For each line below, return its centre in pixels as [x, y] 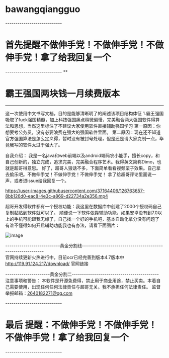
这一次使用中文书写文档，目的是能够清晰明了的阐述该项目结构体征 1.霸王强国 [84, 113]
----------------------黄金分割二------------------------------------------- [82, 274]
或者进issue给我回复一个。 [41, 181]
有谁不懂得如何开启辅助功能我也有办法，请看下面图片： [62, 225]
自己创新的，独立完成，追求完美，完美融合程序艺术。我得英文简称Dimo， [81, 161]
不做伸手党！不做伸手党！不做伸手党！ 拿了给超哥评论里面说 [89, 174]
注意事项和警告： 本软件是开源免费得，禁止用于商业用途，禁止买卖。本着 [81, 281]
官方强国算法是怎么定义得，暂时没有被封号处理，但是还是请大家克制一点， [82, 138]
